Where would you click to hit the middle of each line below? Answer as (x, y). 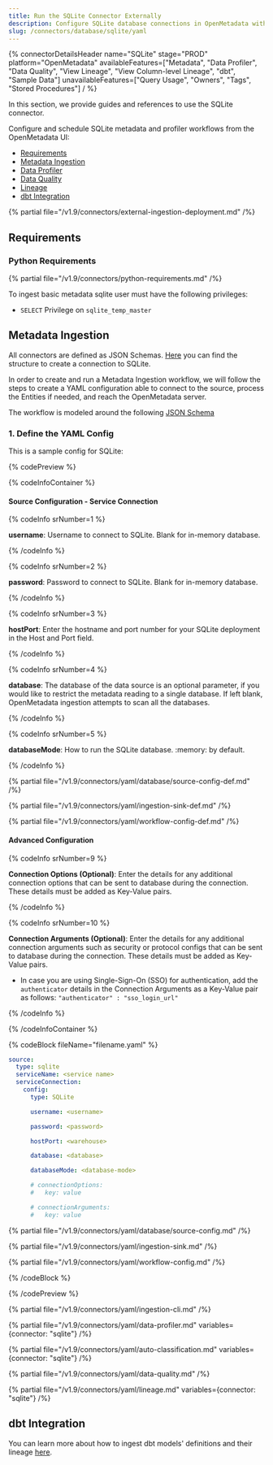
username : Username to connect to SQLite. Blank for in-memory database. (134, 535)
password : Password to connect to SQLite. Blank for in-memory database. (133, 583)
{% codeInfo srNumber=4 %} (58, 670)
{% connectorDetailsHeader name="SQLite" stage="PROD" (108, 54)
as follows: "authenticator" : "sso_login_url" (99, 997)
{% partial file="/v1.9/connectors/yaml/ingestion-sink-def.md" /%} (120, 806)
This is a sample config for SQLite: (66, 451)
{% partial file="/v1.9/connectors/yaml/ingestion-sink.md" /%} (113, 1246)
